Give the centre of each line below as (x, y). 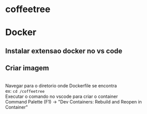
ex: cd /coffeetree (25, 91)
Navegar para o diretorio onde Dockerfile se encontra (61, 85)
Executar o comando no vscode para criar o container (62, 96)
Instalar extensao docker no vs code (64, 51)
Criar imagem (27, 68)
